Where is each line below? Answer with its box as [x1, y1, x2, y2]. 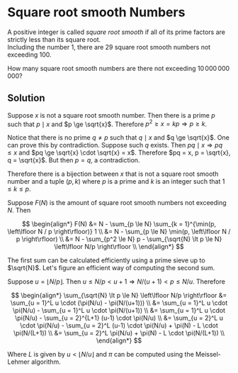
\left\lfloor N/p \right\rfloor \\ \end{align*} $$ [54, 243, 184, 251]
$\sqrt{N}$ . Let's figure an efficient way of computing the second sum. [7, 264, 215, 272]
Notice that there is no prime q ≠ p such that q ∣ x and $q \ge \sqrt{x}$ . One [7, 133, 230, 142]
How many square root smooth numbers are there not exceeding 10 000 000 [7, 64, 230, 72]
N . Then [7, 206, 31, 215]
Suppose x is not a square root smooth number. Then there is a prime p [7, 111, 216, 119]
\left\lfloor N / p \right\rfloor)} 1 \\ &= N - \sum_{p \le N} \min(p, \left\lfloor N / [7, 228, 231, 236]
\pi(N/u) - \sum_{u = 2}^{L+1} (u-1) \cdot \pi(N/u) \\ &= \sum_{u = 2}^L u [15, 313, 223, 323]
